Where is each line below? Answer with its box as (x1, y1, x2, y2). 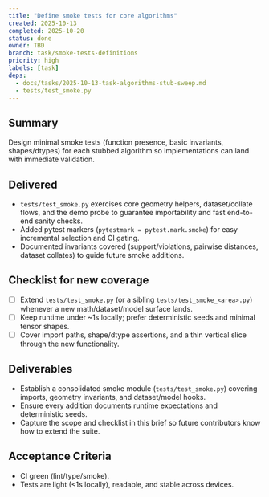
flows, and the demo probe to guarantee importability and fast (19, 208, 226, 217)
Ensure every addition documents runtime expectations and (19, 401, 218, 410)
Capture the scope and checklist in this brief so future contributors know (19, 418, 261, 427)
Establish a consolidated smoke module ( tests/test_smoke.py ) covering (19, 383, 258, 393)
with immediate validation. (8, 154, 95, 165)
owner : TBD (8, 42, 45, 50)
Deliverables (8, 362, 73, 376)
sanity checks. (35, 216, 83, 226)
